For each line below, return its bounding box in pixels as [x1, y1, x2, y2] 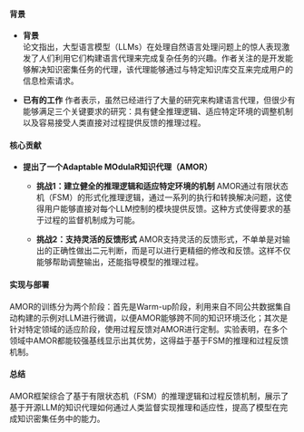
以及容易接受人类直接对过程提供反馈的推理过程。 [22, 118, 206, 129]
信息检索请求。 [22, 75, 79, 86]
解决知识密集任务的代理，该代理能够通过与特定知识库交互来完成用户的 [30, 64, 293, 75]
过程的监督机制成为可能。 [44, 215, 141, 226]
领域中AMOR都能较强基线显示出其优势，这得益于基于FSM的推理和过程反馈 [9, 335, 289, 346]
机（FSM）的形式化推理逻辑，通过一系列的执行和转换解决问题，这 [35, 192, 284, 203]
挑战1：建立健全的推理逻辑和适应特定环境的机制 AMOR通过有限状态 [35, 181, 289, 192]
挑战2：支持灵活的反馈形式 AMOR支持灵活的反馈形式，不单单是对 [35, 234, 283, 245]
